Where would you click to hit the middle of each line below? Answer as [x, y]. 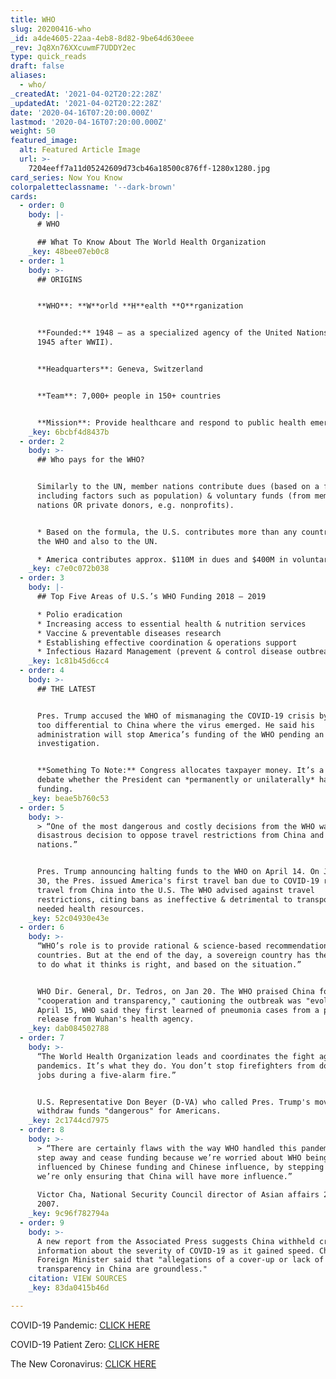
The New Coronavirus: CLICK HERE [83, 1363]
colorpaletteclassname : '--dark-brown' [93, 187]
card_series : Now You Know [66, 177]
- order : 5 [42, 807]
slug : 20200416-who [51, 29]
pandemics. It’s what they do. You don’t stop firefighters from [175, 1066]
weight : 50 [33, 131]
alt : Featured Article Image [80, 150]
